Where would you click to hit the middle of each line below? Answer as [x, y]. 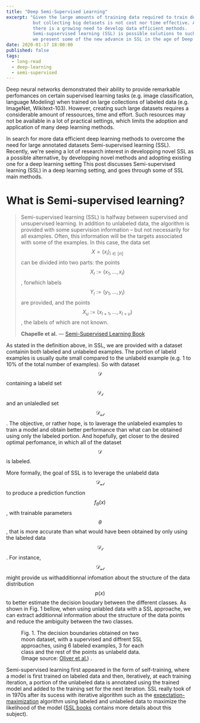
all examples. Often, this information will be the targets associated [101, 236]
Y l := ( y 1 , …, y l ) [107, 292]
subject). [17, 714]
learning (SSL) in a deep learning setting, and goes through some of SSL [95, 171]
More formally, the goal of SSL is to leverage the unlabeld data [83, 473]
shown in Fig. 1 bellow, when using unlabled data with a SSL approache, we [99, 609]
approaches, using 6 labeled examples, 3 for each [82, 646]
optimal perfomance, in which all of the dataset [64, 442]
